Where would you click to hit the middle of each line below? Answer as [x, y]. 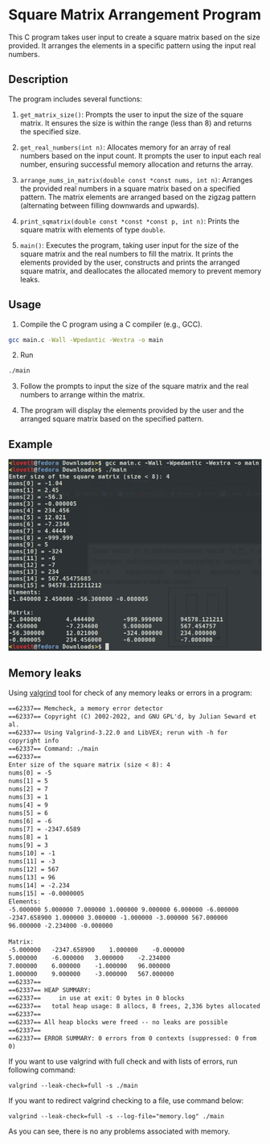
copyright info [34, 741]
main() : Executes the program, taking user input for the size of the [129, 245]
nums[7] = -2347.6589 [45, 829]
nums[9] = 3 [28, 845]
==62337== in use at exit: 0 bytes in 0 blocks [96, 998]
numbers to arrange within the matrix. [82, 395]
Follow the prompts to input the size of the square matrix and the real [134, 386]
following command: [42, 1070]
